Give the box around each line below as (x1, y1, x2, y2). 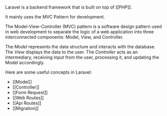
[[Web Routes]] (12, 95, 44, 101)
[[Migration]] (12, 106, 39, 111)
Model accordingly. (5, 60, 45, 65)
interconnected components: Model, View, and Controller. (5, 34, 124, 40)
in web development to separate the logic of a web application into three (5, 29, 154, 34)
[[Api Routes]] (12, 100, 41, 106)
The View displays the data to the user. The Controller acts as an (5, 49, 138, 55)
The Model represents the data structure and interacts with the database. (5, 44, 156, 49)
